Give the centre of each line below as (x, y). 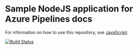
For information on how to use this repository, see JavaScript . (67, 32)
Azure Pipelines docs (49, 19)
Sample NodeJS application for (69, 9)
